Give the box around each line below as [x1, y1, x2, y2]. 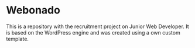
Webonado [6, 4, 60, 17]
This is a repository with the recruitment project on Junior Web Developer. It [6, 23, 189, 30]
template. [6, 35, 29, 42]
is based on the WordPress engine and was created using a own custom [6, 29, 180, 36]
